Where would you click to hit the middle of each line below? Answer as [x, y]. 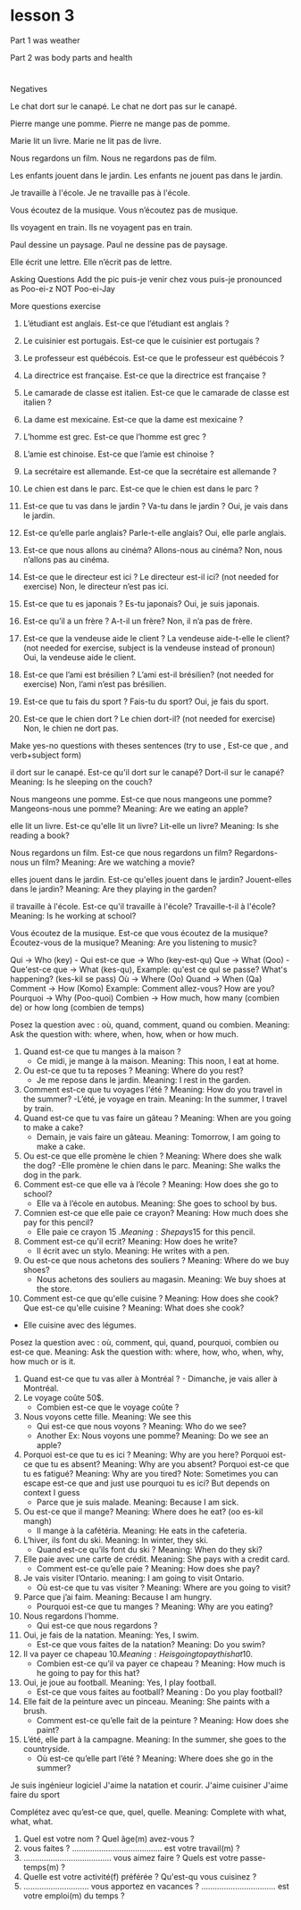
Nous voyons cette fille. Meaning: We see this [107, 1417]
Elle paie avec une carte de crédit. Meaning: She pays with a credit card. [156, 1559]
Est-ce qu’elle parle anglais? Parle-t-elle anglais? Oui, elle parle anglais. [155, 533]
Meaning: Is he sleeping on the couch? [81, 782]
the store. [54, 1289]
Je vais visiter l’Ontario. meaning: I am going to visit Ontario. [134, 1579]
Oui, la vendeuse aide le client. [79, 658]
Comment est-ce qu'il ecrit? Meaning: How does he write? [130, 1242]
